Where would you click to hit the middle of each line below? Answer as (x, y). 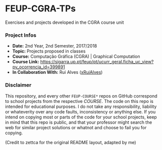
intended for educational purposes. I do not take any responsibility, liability (81, 106)
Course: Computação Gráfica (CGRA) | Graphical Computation (76, 56)
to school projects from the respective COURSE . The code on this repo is (79, 101)
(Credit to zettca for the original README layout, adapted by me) (71, 142)
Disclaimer (18, 85)
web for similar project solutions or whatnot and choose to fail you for (76, 127)
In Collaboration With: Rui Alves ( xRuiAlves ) (57, 72)
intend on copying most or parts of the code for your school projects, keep (81, 117)
